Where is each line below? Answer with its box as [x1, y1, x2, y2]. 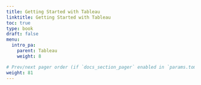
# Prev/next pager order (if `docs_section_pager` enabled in [6, 64, 165, 70]
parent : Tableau [17, 48, 58, 54]
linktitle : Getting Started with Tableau [6, 14, 111, 20]
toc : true [6, 20, 31, 26]
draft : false [6, 31, 39, 37]
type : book [6, 25, 33, 32]
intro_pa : [11, 42, 36, 48]
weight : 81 [6, 69, 33, 75]
